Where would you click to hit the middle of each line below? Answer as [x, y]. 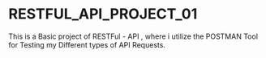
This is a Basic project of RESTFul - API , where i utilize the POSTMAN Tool [133, 36]
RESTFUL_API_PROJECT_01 [103, 14]
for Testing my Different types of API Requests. [87, 44]
